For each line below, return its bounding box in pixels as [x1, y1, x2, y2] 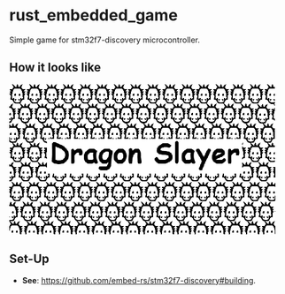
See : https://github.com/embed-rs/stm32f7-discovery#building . [21, 275, 257, 285]
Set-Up [9, 252, 50, 267]
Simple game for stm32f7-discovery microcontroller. [9, 34, 201, 45]
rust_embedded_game [9, 5, 179, 26]
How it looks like [9, 60, 102, 75]
